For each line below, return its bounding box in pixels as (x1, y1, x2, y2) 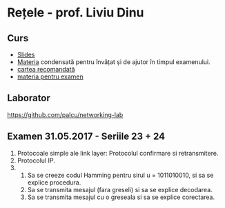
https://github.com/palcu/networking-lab (7, 110, 124, 118)
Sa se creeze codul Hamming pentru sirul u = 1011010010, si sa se (27, 171, 214, 179)
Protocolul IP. (17, 156, 55, 165)
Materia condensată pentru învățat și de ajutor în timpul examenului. (17, 58, 211, 66)
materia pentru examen (17, 72, 84, 81)
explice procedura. (27, 178, 81, 187)
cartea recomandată (17, 65, 75, 73)
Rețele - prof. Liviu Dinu (7, 5, 144, 21)
